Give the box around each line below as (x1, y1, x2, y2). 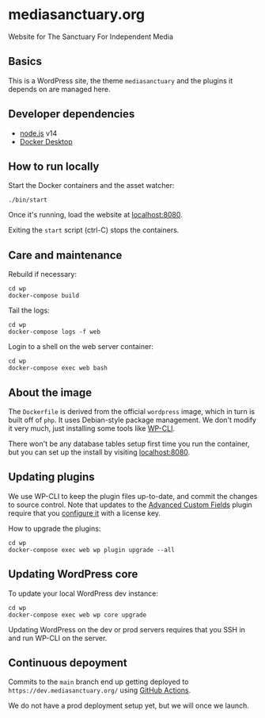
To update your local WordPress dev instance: (8, 589, 158, 598)
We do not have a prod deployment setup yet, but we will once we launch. (8, 701, 249, 711)
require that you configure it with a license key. (8, 508, 161, 517)
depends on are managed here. (8, 84, 111, 94)
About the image (8, 386, 93, 399)
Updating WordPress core (8, 567, 138, 581)
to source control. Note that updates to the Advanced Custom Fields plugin (8, 500, 253, 509)
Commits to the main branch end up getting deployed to (8, 677, 189, 687)
